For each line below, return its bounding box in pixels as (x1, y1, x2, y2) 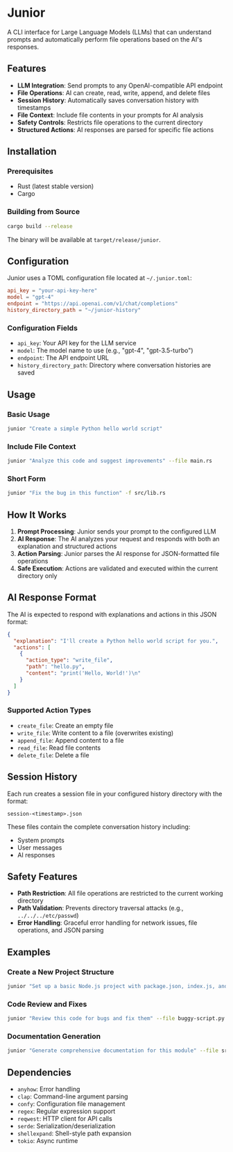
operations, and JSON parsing (17, 926, 104, 935)
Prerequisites (7, 167, 53, 176)
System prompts (17, 836, 64, 844)
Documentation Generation (7, 1032, 101, 1042)
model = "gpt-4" (7, 294, 54, 301)
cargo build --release (7, 222, 73, 230)
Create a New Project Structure (7, 967, 114, 977)
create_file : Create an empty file (17, 721, 114, 730)
